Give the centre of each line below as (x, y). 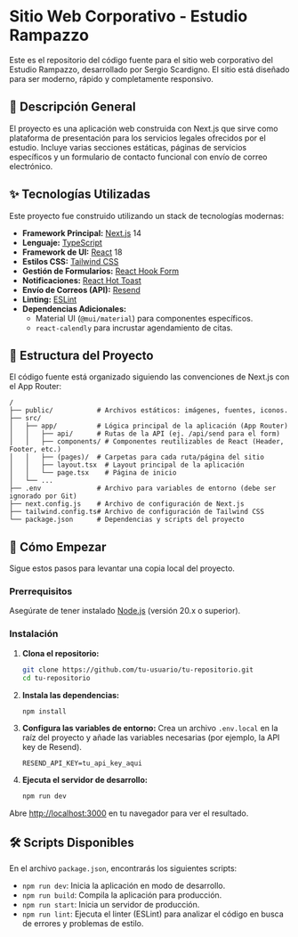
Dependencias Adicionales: (74, 308)
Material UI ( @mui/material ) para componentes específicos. (144, 318)
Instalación (34, 634)
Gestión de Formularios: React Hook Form (101, 271)
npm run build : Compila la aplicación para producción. (122, 895)
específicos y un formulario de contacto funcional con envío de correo (139, 157)
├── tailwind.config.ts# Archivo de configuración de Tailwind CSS (137, 512)
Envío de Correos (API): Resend (81, 289)
